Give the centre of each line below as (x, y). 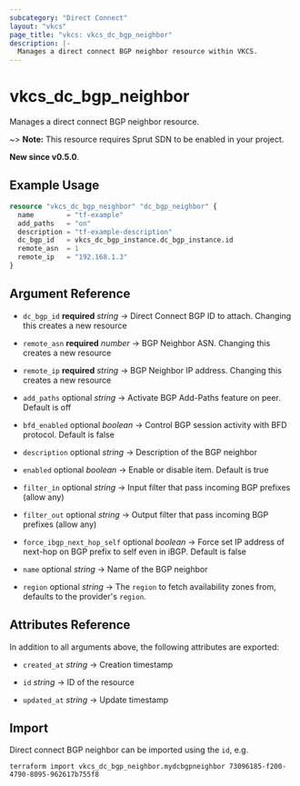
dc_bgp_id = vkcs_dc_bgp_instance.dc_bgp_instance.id (125, 240)
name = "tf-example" (71, 214)
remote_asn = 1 (48, 249)
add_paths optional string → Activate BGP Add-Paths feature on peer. (152, 397)
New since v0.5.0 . (45, 157)
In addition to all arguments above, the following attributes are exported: (145, 647)
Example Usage (55, 186)
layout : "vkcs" (38, 26)
